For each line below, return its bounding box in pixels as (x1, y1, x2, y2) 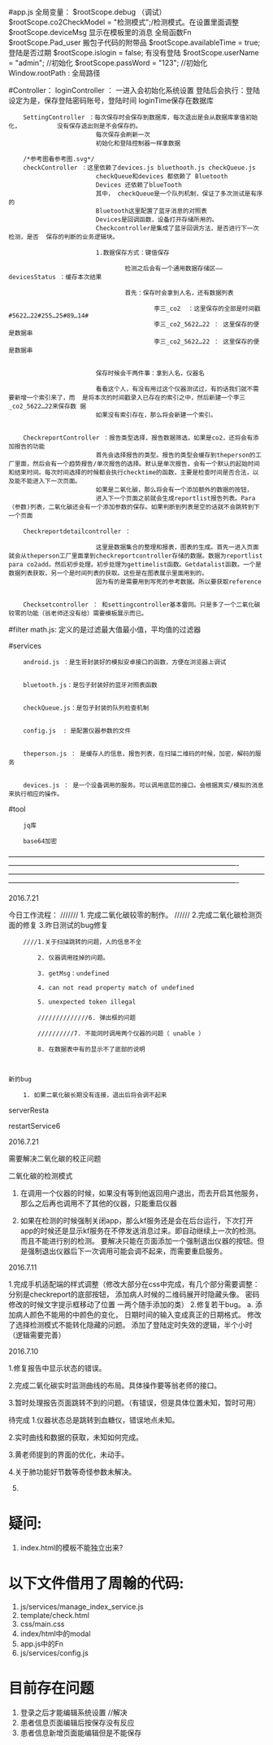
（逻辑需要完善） (8, 1330, 66, 1340)
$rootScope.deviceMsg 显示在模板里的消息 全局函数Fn (8, 28, 193, 37)
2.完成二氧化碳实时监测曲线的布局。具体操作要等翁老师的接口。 (8, 1380, 222, 1390)
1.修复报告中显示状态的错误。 (8, 1363, 106, 1373)
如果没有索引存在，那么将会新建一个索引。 (95, 411, 217, 419)
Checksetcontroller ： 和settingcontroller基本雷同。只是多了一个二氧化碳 (23, 601, 261, 609)
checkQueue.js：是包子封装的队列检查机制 (23, 704, 149, 712)
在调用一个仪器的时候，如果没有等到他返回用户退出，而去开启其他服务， (19, 1188, 262, 1198)
